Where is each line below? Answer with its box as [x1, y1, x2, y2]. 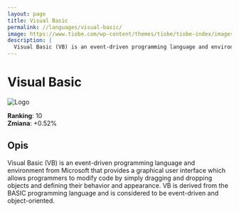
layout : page [7, 10, 46, 18]
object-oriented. [7, 196, 55, 205]
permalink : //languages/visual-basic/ [7, 23, 122, 31]
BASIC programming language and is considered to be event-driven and [7, 189, 219, 197]
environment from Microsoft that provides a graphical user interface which [7, 166, 226, 174]
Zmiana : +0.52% [7, 119, 57, 127]
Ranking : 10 [7, 111, 43, 120]
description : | [7, 37, 53, 44]
